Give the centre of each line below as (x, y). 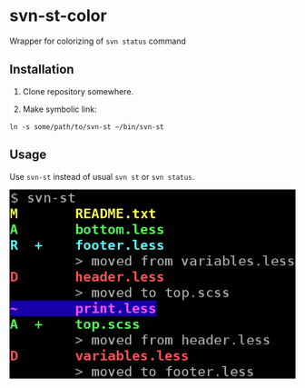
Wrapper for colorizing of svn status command (98, 41)
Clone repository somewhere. (78, 91)
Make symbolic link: (59, 109)
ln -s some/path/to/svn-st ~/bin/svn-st (87, 127)
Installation (42, 70)
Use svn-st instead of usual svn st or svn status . (102, 176)
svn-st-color (58, 16)
